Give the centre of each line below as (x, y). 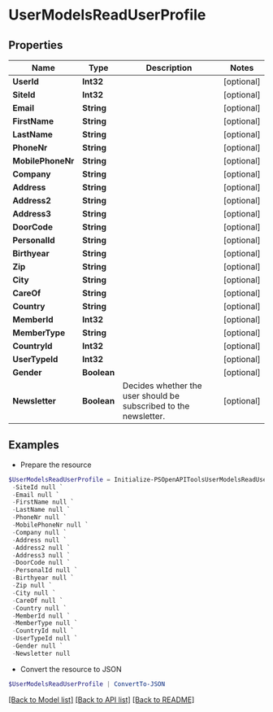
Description (169, 68)
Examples (34, 445)
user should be (151, 396)
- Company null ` (39, 532)
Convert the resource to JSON (71, 669)
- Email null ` (36, 495)
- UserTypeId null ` (45, 639)
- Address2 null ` (41, 548)
